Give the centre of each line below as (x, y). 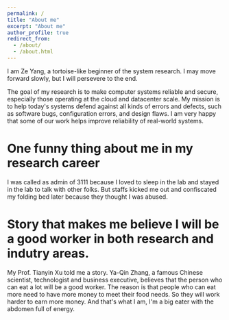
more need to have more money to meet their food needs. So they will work (114, 294)
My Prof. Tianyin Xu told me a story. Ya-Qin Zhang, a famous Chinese (105, 272)
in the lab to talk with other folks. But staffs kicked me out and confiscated (112, 189)
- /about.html (33, 52)
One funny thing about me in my (100, 149)
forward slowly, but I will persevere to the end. (73, 78)
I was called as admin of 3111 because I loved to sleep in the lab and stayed (113, 182)
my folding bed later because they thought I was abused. (87, 197)
